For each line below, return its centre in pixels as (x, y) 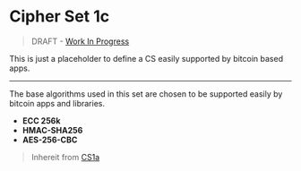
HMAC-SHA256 (52, 130)
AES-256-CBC (50, 140)
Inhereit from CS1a (65, 157)
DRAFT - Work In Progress (80, 41)
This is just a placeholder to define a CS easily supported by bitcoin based (146, 58)
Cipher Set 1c (60, 17)
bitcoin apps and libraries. (57, 103)
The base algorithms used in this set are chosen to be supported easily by (146, 94)
